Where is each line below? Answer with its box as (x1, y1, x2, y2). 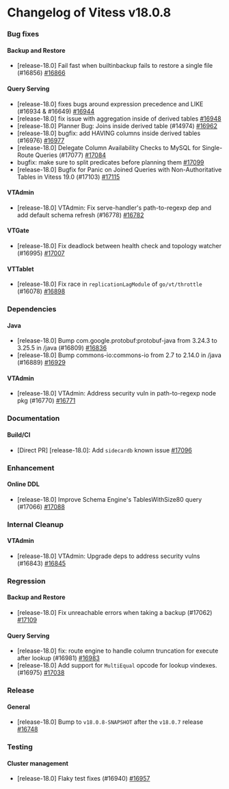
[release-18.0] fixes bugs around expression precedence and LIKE (16, 99, 204, 108)
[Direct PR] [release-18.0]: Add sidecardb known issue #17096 (16, 446, 193, 454)
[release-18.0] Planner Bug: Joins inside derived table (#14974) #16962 (16, 121, 217, 130)
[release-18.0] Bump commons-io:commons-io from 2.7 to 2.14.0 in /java (16, 351, 222, 359)
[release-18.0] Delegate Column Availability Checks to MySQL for (16, 143, 201, 151)
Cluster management (7, 759, 68, 767)
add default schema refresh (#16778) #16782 (16, 210, 144, 219)
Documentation (7, 413, 60, 423)
